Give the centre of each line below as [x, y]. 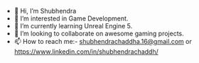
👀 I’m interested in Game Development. [71, 18]
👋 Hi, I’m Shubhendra [45, 11]
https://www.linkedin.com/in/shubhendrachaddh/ [86, 52]
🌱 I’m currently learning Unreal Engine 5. [73, 26]
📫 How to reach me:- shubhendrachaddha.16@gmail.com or [103, 41]
